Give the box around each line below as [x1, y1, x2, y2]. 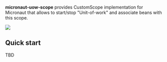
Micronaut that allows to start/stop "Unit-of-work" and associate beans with [5, 9, 162, 15]
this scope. [5, 15, 29, 20]
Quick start [5, 38, 41, 47]
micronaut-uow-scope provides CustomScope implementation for [5, 4, 143, 10]
